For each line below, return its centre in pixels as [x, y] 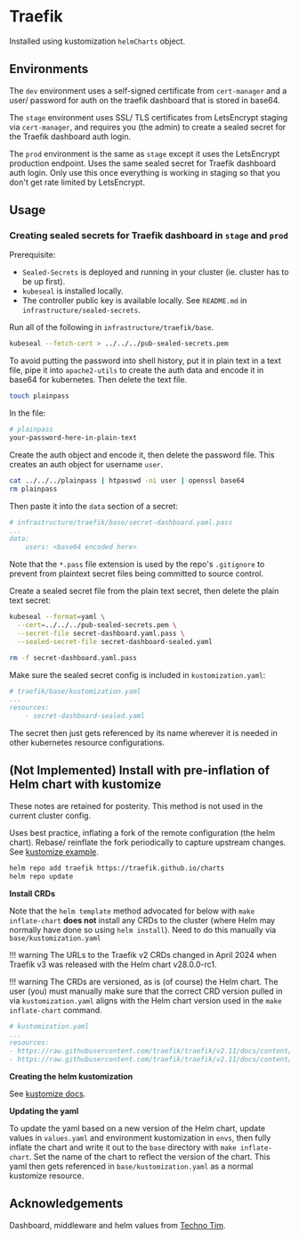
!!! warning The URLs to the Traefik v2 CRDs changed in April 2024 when [143, 954]
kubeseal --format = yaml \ [57, 617]
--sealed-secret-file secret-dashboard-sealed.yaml [115, 641]
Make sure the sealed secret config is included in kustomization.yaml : [137, 674]
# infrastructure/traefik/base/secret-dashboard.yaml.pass [121, 522]
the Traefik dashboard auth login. [70, 136]
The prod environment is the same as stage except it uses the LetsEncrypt [145, 153]
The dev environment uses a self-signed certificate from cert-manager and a [148, 90]
